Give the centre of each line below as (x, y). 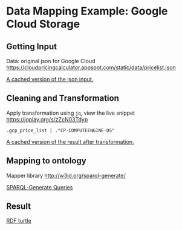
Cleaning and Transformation (63, 98)
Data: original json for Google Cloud (51, 61)
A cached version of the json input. (50, 79)
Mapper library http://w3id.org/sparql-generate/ (66, 175)
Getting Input (32, 46)
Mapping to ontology (46, 161)
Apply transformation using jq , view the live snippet (70, 113)
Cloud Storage (43, 24)
